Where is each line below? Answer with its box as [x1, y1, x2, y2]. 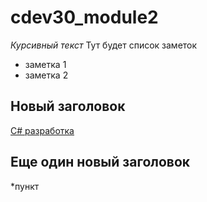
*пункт [10, 180, 40, 192]
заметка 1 [24, 58, 67, 70]
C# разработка [10, 124, 75, 136]
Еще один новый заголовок [10, 154, 191, 171]
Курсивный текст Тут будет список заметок [10, 39, 198, 51]
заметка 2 [24, 69, 69, 81]
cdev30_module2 [10, 6, 159, 29]
